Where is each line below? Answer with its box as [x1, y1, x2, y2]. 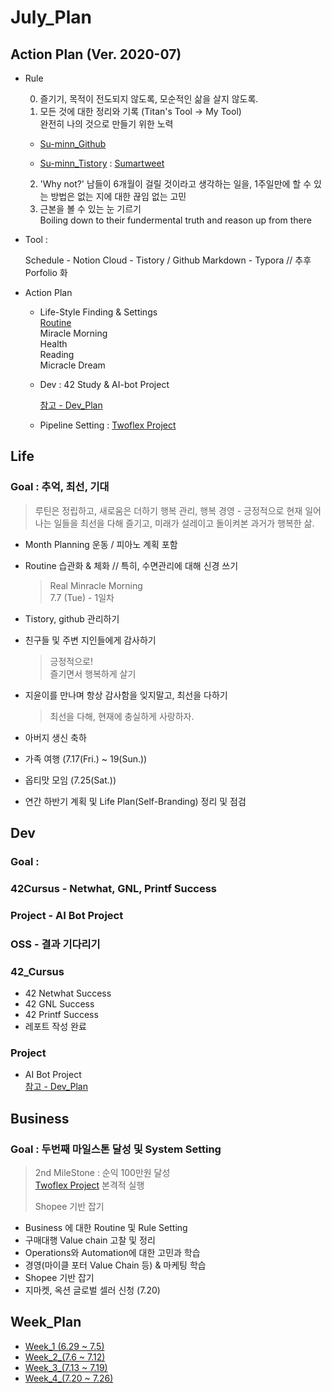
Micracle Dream [39, 359, 106, 371]
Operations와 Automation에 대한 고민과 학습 [24, 1247, 201, 1259]
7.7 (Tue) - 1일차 [49, 591, 115, 603]
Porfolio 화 [24, 267, 68, 278]
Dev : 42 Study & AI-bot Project [39, 379, 170, 390]
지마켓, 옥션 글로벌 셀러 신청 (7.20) [24, 1284, 161, 1296]
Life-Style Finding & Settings [39, 306, 158, 318]
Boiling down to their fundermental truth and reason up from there [39, 214, 312, 226]
